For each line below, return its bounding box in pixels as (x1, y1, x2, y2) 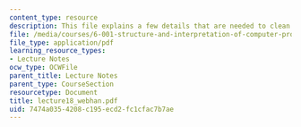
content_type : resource (9, 13, 99, 22)
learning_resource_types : (9, 47, 106, 55)
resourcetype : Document (9, 88, 99, 97)
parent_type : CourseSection (9, 80, 115, 89)
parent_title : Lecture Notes (9, 72, 118, 80)
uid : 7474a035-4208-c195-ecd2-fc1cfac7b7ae (9, 105, 175, 114)
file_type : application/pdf (9, 38, 115, 47)
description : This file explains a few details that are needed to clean (9, 21, 291, 30)
